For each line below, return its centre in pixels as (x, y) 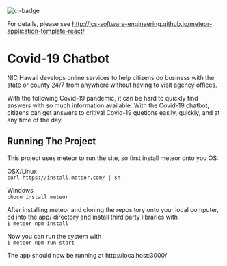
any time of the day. (35, 120)
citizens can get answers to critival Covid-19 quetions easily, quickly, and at (113, 112)
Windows (21, 190)
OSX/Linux (22, 171)
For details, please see (39, 24)
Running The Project (52, 141)
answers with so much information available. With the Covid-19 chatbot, (108, 105)
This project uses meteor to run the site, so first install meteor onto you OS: (113, 158)
